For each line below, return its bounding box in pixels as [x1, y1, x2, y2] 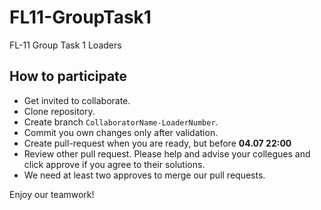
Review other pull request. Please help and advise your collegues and [23, 147, 311, 160]
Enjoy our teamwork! [9, 188, 95, 200]
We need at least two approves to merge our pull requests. [23, 169, 266, 181]
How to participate [9, 68, 128, 85]
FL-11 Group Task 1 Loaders [9, 39, 122, 51]
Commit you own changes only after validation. [23, 126, 219, 138]
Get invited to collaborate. [23, 94, 131, 106]
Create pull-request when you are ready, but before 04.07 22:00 [23, 137, 292, 149]
